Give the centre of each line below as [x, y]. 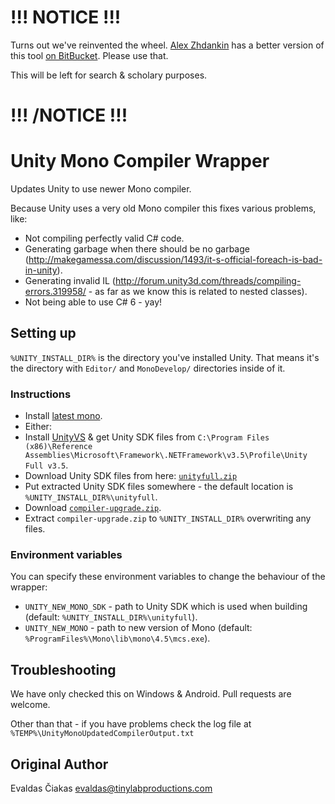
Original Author [59, 764]
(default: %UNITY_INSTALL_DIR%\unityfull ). [111, 617]
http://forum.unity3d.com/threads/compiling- [208, 281]
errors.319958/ [55, 292]
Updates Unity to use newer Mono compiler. [101, 189]
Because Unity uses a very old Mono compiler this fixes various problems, [163, 208]
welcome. [30, 705]
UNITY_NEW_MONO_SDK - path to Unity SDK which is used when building [166, 607]
